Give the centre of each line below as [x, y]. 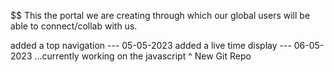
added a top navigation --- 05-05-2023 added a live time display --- [151, 45]
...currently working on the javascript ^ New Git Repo [143, 56]
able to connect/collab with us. [74, 26]
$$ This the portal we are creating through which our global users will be [160, 15]
